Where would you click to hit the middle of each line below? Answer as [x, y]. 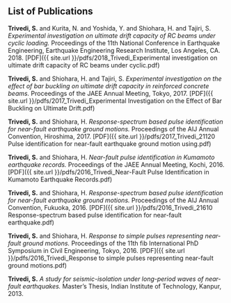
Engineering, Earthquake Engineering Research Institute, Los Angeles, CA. [114, 50]
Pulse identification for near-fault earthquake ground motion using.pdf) [110, 144]
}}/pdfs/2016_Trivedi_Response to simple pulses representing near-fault [111, 258]
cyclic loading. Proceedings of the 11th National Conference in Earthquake [114, 43]
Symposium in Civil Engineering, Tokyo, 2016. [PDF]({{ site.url [96, 250]
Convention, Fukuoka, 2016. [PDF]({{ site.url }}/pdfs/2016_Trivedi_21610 [110, 207]
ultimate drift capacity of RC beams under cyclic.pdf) [84, 65]
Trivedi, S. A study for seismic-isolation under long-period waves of [106, 279]
